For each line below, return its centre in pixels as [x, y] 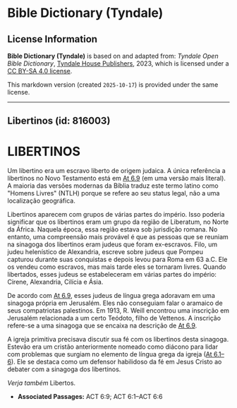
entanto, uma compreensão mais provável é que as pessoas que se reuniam [118, 237]
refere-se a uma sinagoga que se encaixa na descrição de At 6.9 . [102, 325]
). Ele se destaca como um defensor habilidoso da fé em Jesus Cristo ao [116, 362]
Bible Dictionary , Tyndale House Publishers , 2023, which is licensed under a [118, 64]
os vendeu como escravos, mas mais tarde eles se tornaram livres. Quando [117, 267]
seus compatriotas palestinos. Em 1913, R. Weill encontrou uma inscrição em [119, 311]
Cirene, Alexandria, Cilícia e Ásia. [55, 282]
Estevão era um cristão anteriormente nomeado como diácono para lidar [113, 347]
